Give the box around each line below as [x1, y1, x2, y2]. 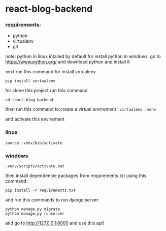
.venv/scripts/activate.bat [5, 164, 65, 169]
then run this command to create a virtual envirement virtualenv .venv [5, 106, 156, 112]
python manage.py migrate [5, 207, 60, 212]
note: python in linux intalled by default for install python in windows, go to [5, 53, 161, 60]
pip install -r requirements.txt [5, 188, 76, 193]
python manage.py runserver [5, 211, 65, 216]
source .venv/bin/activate [5, 140, 62, 146]
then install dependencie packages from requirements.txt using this [5, 172, 147, 179]
